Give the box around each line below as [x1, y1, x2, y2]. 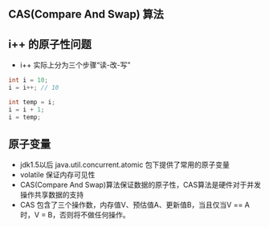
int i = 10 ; [8, 76, 48, 84]
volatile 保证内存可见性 [19, 170, 96, 180]
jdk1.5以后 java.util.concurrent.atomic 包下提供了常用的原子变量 [19, 160, 230, 170]
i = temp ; [8, 113, 42, 121]
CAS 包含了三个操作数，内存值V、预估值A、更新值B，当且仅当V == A [19, 200, 251, 210]
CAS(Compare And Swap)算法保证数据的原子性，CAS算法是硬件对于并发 [19, 180, 261, 190]
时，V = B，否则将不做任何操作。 [19, 210, 130, 220]
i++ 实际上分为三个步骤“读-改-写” [19, 60, 131, 70]
